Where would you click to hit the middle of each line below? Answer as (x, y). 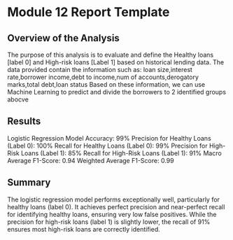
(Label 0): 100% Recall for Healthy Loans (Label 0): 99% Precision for (107, 146)
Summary (29, 183)
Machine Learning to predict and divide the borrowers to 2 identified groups (116, 92)
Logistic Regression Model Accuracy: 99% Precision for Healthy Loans (109, 138)
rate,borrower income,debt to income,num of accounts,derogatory (103, 77)
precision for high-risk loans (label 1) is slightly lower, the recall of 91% (109, 222)
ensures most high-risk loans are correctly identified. (84, 229)
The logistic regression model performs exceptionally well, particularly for (114, 199)
